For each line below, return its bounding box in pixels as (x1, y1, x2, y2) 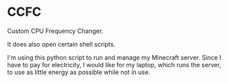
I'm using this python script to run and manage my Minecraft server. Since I (7, 53, 222, 62)
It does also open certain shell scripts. (7, 40, 116, 48)
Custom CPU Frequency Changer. (7, 27, 104, 35)
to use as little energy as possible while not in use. (7, 68, 151, 76)
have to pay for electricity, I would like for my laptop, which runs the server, (7, 60, 222, 69)
